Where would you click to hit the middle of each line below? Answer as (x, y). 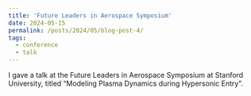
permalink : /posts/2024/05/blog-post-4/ (76, 30)
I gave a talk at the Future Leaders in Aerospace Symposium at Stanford (126, 75)
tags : (17, 38)
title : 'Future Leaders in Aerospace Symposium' (90, 15)
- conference (37, 45)
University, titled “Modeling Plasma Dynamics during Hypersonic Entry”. (126, 83)
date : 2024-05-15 (37, 23)
